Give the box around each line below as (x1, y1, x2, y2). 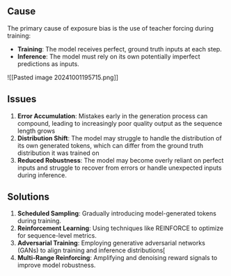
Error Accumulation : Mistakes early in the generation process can (17, 111, 208, 120)
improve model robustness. (17, 261, 96, 270)
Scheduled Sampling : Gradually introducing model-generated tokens (17, 209, 217, 218)
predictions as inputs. (17, 59, 80, 68)
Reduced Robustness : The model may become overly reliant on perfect (17, 156, 224, 164)
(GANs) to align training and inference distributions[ (17, 246, 166, 254)
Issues (7, 93, 37, 105)
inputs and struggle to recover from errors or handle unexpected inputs (17, 163, 222, 172)
